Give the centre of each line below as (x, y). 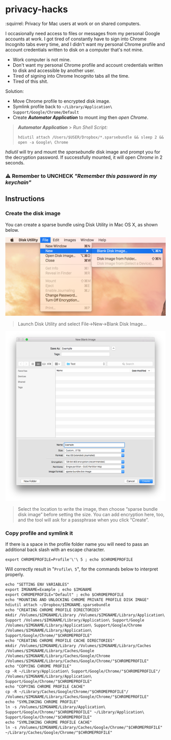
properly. (15, 575)
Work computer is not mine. (42, 59)
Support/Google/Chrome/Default (46, 112)
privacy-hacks (37, 9)
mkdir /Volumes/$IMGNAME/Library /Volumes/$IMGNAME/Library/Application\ (85, 615)
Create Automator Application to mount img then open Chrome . (80, 117)
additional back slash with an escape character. (55, 550)
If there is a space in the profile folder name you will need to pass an (77, 544)
